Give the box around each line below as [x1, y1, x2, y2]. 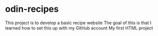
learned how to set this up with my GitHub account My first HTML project [5, 25, 153, 31]
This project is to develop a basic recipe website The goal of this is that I [5, 20, 152, 26]
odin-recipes [5, 3, 59, 15]
